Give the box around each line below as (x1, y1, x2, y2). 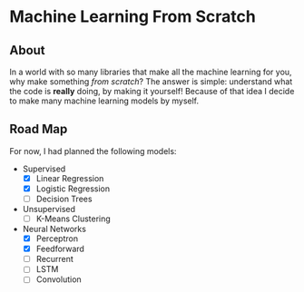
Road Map (9, 122, 68, 137)
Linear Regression (35, 172, 104, 183)
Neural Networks (22, 224, 86, 235)
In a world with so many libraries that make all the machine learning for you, (9, 66, 292, 77)
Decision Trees (35, 193, 93, 204)
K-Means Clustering (35, 213, 111, 224)
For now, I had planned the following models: (9, 145, 177, 156)
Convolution (35, 274, 82, 285)
